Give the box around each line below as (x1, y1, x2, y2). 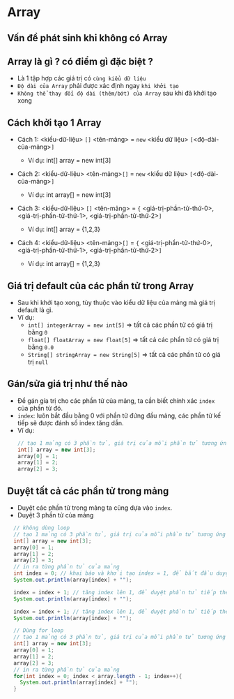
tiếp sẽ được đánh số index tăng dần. (17, 418, 124, 427)
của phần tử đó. (17, 404, 63, 412)
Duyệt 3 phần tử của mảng (17, 511, 94, 520)
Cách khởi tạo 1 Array (7, 117, 102, 128)
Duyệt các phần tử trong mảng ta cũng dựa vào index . (17, 503, 173, 512)
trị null (27, 358, 49, 367)
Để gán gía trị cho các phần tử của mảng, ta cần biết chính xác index (17, 396, 215, 405)
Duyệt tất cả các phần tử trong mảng (7, 485, 169, 496)
